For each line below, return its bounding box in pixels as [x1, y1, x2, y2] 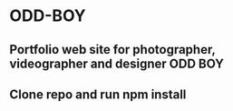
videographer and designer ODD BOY [9, 55, 225, 71]
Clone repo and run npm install [9, 86, 187, 102]
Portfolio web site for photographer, [9, 42, 216, 57]
